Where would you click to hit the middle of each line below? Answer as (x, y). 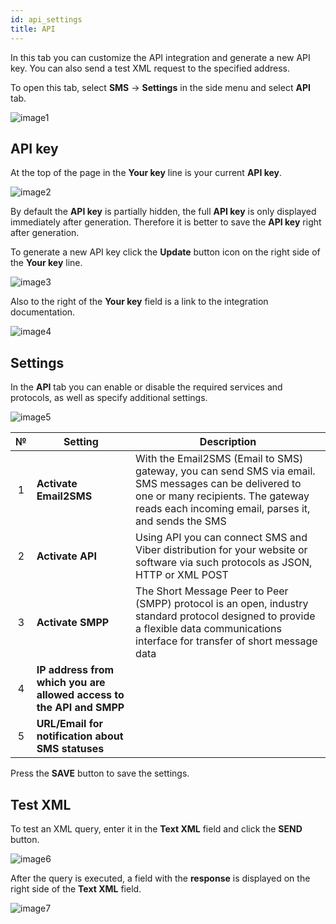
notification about (80, 736)
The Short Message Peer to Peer (212, 591)
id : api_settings (46, 19)
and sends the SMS (181, 521)
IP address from (75, 670)
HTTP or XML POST (182, 575)
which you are (71, 683)
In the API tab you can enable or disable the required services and (146, 387)
